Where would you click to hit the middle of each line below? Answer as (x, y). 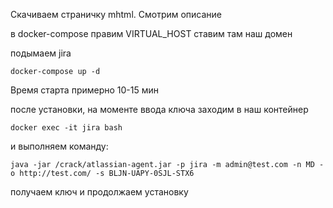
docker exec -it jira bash (66, 128)
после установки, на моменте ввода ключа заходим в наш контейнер (159, 109)
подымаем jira (41, 53)
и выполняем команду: (59, 146)
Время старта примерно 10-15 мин (85, 90)
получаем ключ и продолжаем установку (99, 192)
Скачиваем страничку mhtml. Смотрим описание (116, 14)
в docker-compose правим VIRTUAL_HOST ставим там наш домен (151, 33)
